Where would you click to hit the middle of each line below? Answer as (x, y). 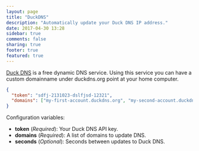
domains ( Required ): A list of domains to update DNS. (80, 135)
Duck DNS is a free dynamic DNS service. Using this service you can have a (99, 72)
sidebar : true (24, 34)
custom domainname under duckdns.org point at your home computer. (92, 79)
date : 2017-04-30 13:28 (36, 28)
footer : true (22, 50)
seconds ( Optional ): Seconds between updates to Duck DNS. (90, 142)
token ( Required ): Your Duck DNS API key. (66, 129)
